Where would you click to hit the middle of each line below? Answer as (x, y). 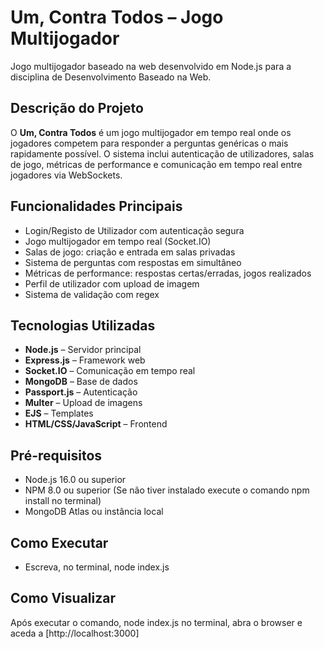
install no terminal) (63, 501)
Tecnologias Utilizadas (83, 325)
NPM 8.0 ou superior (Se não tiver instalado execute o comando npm (167, 490)
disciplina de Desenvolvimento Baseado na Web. (111, 77)
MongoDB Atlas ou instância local (94, 512)
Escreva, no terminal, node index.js (97, 567)
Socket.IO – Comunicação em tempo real (110, 371)
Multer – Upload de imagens (83, 403)
